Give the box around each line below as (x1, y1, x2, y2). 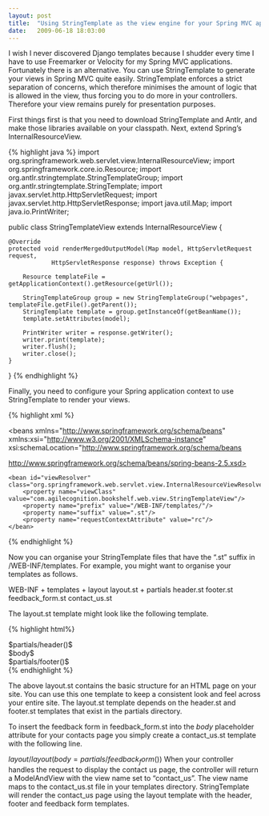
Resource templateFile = (22, 273, 106, 281)
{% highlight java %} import (8, 147, 100, 157)
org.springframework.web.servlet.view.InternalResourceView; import (8, 156, 235, 166)
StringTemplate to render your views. (8, 395, 130, 405)
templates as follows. (8, 570, 78, 579)
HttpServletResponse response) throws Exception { (50, 259, 224, 267)
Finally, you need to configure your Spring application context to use (8, 386, 235, 396)
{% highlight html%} (8, 625, 75, 634)
